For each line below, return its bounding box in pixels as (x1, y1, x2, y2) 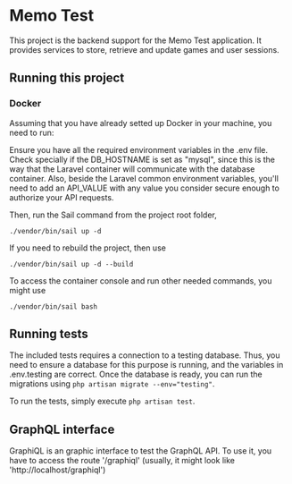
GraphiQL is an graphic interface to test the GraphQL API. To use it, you (9, 446, 272, 456)
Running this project (9, 71, 125, 86)
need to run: (9, 127, 54, 138)
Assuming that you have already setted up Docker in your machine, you (9, 117, 272, 128)
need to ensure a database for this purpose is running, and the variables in (9, 360, 284, 370)
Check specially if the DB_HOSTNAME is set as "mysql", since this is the (9, 154, 275, 165)
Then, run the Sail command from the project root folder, (9, 209, 217, 220)
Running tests (9, 327, 89, 342)
